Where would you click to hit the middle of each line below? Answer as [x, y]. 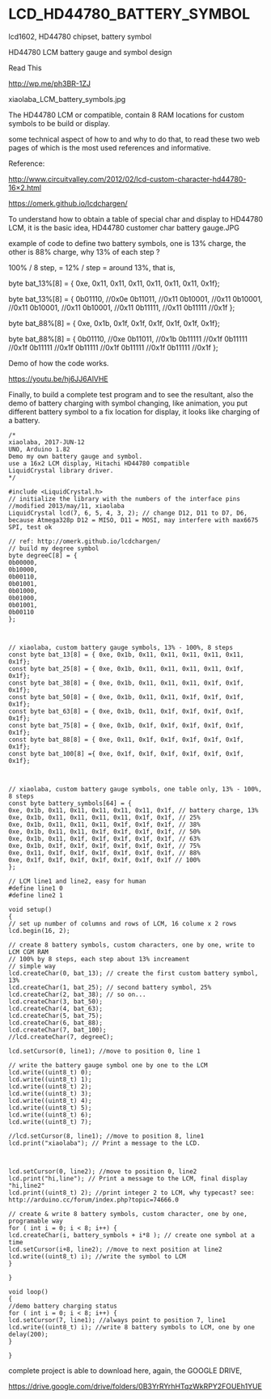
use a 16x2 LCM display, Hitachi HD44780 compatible [99, 463]
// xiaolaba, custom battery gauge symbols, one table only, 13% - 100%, [135, 789]
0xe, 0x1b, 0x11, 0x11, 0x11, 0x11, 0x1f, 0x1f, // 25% [104, 817]
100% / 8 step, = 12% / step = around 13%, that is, [92, 267]
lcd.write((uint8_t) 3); [50, 1093]
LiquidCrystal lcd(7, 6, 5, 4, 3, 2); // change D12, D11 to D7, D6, [128, 513]
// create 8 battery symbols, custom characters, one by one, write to [131, 945]
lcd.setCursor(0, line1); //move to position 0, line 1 [104, 1051]
